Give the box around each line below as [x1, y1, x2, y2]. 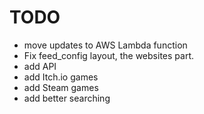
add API [23, 60, 57, 72]
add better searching [23, 92, 111, 104]
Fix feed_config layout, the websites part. [23, 49, 194, 61]
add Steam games [23, 81, 99, 93]
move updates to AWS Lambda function [23, 39, 188, 51]
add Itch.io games [23, 71, 99, 83]
